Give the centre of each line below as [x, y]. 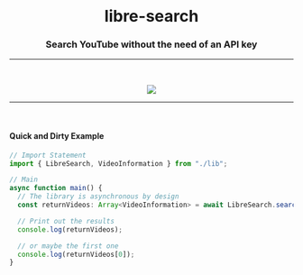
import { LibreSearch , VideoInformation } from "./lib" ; [119, 163]
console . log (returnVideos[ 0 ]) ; [76, 254]
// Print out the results [66, 221]
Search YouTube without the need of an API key [151, 44]
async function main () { [56, 188]
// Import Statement [48, 155]
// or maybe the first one [68, 246]
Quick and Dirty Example [57, 136]
